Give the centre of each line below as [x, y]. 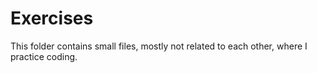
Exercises [52, 18]
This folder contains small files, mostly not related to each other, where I [159, 46]
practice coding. [44, 56]
